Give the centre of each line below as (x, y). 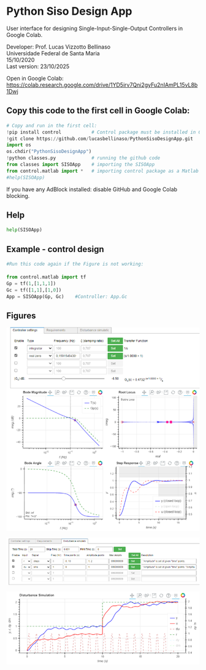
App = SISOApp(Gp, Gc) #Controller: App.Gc (67, 296)
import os (19, 145)
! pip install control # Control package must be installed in (101, 132)
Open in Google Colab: (35, 78)
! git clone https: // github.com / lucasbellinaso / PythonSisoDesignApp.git (100, 139)
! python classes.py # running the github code (83, 158)
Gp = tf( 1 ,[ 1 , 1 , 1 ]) (31, 283)
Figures (21, 316)
